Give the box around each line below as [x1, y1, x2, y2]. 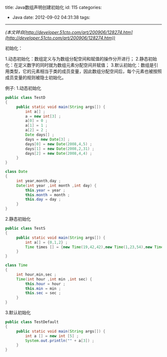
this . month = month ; [25, 192, 70, 197]
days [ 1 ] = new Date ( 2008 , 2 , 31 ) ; [25, 146, 94, 151]
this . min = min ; [25, 286, 61, 291]
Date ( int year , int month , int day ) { [16, 183, 97, 188]
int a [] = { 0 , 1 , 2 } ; [25, 240, 68, 245]
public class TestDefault [5, 320, 59, 325]
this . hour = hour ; [25, 281, 66, 286]
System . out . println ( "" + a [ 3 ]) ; [25, 338, 94, 343]
